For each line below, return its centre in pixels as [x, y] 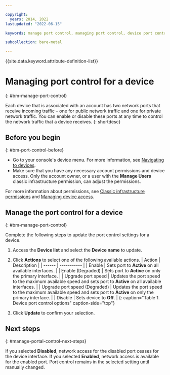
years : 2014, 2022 [29, 19]
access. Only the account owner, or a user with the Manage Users [82, 176]
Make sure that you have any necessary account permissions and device [89, 170]
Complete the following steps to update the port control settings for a [77, 235]
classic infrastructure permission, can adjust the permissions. [77, 181]
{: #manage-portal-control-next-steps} [46, 341]
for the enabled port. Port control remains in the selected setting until [77, 362]
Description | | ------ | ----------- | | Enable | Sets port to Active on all [86, 265]
